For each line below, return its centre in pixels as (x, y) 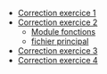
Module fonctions (63, 32)
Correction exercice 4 (58, 60)
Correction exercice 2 (58, 22)
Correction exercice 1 (57, 13)
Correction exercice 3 (58, 51)
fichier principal (60, 41)
